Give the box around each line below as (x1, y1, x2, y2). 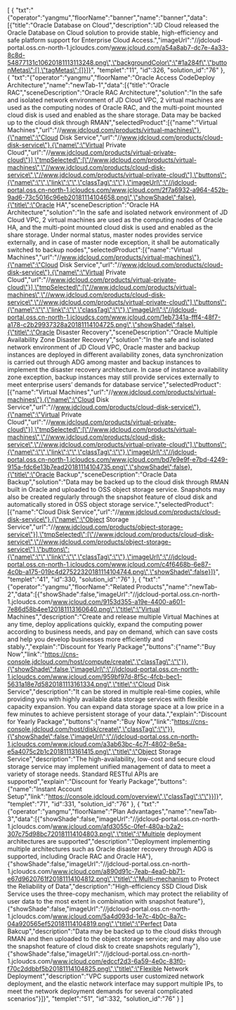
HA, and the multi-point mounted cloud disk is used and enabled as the (7, 223, 214, 231)
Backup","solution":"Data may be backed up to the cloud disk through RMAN (7, 478, 230, 486)
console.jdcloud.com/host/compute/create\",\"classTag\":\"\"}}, (7, 658, 188, 665)
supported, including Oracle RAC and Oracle (7, 852, 136, 861)
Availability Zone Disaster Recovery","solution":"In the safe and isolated (7, 335, 214, 344)
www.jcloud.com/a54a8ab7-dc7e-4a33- (111, 44, 229, 51)
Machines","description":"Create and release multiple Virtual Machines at (7, 612, 219, 621)
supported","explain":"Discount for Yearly (7, 777, 128, 785)
